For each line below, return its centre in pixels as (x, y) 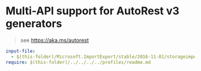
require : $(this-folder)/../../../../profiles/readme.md (78, 62)
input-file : (20, 51)
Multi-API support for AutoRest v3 (92, 11)
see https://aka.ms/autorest (55, 40)
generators (34, 24)
